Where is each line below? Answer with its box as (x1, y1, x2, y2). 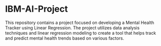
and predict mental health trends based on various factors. (5, 35, 125, 41)
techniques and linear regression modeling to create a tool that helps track (5, 30, 156, 36)
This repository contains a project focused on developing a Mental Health (5, 20, 154, 25)
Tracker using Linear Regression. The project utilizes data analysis (5, 24, 140, 30)
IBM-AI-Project (5, 3, 68, 15)
